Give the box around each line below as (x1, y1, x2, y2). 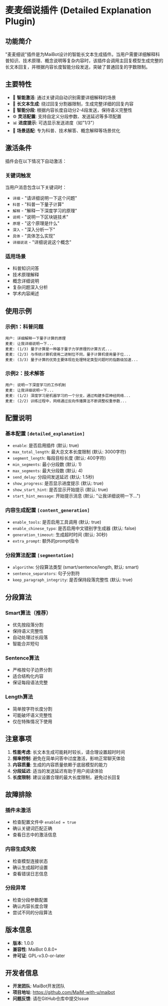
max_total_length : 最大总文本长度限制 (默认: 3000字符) (12, 448, 126, 454)
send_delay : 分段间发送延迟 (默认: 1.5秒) (12, 474, 94, 480)
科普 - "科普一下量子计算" (12, 201, 64, 207)
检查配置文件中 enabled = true (12, 819, 76, 825)
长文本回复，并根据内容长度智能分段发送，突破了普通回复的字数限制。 (5, 64, 150, 70)
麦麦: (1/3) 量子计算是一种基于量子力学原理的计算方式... (5, 346, 112, 351)
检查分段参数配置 (12, 897, 48, 903)
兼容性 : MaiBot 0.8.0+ (12, 946, 58, 952)
